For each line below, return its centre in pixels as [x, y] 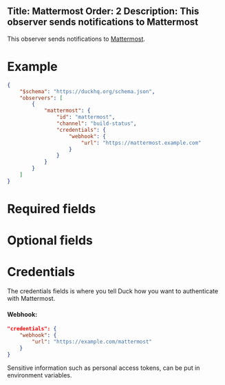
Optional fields [50, 240]
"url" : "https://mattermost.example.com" [141, 143]
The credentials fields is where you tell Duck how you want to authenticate [113, 291]
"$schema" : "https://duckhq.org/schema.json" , [87, 91]
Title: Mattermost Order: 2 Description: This [103, 11]
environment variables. [40, 375]
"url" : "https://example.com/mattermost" [92, 342]
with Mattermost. [31, 299]
